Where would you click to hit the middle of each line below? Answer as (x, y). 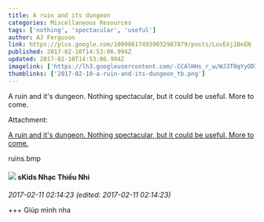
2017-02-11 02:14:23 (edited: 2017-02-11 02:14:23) (90, 195)
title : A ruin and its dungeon (59, 15)
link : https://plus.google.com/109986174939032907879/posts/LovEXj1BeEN (130, 45)
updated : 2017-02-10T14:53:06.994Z (66, 60)
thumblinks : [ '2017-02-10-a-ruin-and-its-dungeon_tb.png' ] (107, 74)
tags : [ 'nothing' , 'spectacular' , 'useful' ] (82, 30)
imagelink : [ (29, 67)
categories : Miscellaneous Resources (70, 23)
